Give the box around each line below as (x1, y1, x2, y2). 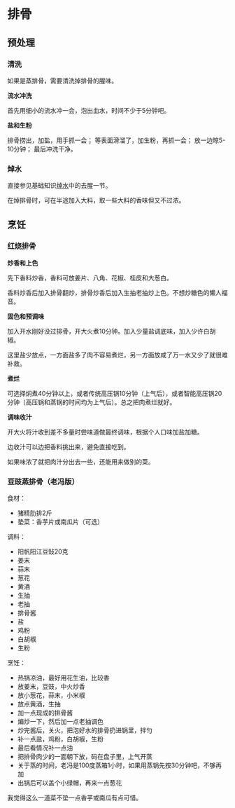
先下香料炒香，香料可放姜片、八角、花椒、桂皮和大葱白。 (7, 273, 173, 282)
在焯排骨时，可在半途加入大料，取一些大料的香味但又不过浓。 (7, 196, 185, 205)
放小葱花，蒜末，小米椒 (17, 691, 85, 699)
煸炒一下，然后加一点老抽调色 (17, 718, 104, 726)
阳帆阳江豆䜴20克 (17, 547, 69, 556)
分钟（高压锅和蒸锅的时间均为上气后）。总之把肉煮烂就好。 (7, 397, 176, 406)
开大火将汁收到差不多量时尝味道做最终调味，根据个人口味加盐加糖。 (7, 427, 204, 436)
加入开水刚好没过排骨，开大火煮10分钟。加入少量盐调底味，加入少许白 (7, 327, 210, 335)
